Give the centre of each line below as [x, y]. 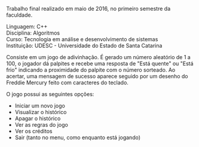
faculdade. [19, 15]
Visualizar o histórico [41, 112]
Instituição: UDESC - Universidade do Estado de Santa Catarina [84, 45]
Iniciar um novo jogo [40, 106]
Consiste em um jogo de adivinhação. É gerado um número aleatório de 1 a [99, 57]
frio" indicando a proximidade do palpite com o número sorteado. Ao [91, 70]
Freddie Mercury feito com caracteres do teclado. [67, 82]
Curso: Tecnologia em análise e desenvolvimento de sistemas [82, 39]
